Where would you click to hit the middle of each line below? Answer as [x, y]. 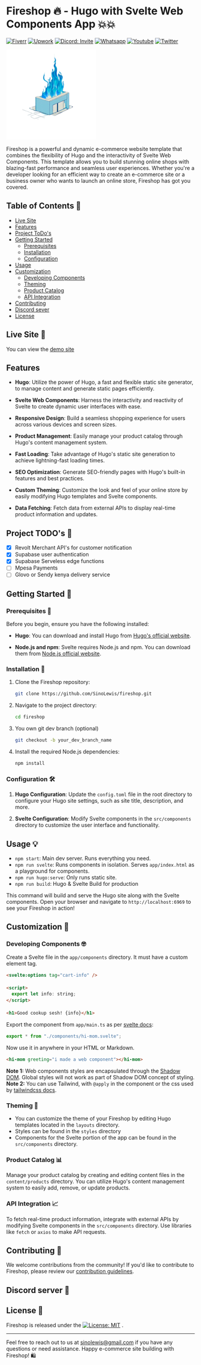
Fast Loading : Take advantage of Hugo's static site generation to [95, 454]
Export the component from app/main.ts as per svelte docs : [80, 1024]
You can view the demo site [40, 349]
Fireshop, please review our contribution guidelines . [70, 1272]
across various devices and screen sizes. [66, 425]
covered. [17, 187]
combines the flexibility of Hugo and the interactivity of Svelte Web [89, 155]
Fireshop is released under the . [65, 1325]
